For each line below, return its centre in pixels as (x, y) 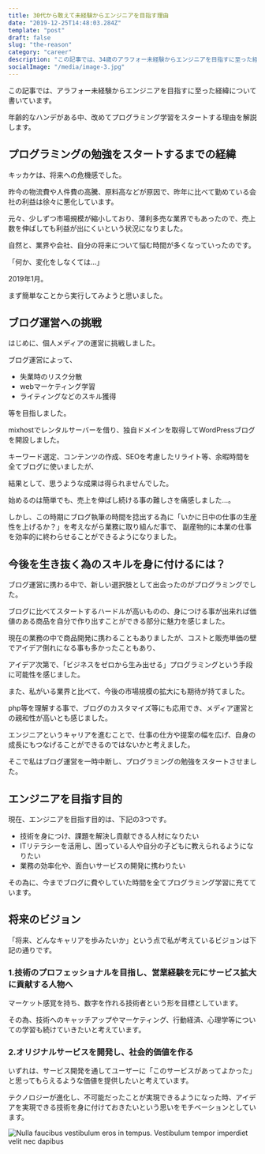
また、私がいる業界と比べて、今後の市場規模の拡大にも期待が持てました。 (129, 692)
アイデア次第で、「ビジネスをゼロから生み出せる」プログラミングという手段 (131, 665)
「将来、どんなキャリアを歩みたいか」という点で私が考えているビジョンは (129, 940)
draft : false (30, 38)
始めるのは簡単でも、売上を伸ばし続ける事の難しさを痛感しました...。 (121, 500)
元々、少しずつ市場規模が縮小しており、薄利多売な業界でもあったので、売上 (132, 218)
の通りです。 (35, 950)
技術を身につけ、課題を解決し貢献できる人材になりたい (109, 836)
